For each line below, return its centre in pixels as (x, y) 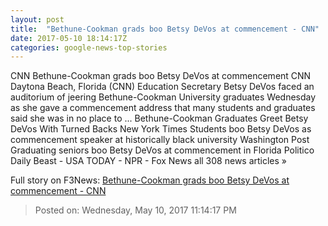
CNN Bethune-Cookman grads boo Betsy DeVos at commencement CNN (161, 76)
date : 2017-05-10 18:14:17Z (69, 38)
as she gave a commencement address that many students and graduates (163, 108)
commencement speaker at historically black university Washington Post (160, 140)
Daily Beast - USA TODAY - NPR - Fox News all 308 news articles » (149, 161)
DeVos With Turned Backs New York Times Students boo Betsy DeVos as (161, 129)
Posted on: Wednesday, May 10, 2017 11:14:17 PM (135, 210)
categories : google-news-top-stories (89, 47)
